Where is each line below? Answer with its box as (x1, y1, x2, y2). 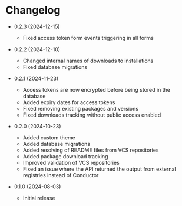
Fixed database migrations (22, 63, 88, 71)
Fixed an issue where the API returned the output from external (22, 165, 176, 172)
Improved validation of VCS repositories (22, 159, 120, 166)
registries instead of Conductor (22, 171, 99, 178)
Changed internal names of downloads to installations (22, 57, 154, 64)
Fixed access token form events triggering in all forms (22, 34, 154, 41)
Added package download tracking (22, 152, 108, 160)
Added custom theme (22, 134, 76, 141)
